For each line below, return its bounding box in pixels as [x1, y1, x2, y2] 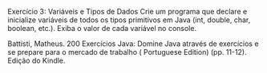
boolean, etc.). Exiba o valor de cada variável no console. [7, 24, 197, 33]
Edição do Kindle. [7, 56, 66, 65]
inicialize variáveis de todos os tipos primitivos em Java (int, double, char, [7, 15, 251, 25]
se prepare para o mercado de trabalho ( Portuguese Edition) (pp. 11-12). [7, 48, 247, 56]
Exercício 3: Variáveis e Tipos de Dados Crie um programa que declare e [7, 7, 248, 16]
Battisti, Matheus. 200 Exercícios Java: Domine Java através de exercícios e [7, 39, 259, 48]
